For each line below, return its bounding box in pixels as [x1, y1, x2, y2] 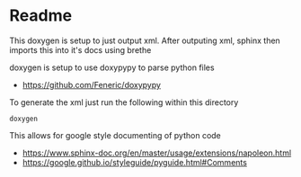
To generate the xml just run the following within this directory [9, 96, 239, 108]
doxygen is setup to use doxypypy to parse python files [9, 62, 215, 73]
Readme [9, 5, 73, 26]
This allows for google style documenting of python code [9, 129, 222, 140]
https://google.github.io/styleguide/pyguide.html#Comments [22, 156, 247, 167]
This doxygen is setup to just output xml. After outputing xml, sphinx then [9, 35, 280, 46]
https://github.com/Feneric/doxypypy [22, 79, 162, 90]
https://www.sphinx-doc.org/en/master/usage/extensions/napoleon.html [22, 147, 292, 158]
